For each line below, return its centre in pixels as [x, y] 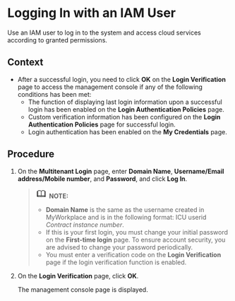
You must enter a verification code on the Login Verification [133, 254]
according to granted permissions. [58, 40]
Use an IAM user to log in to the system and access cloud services [104, 33]
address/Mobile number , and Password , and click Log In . [102, 179]
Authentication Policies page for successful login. [102, 124]
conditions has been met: [54, 94]
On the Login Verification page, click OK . [78, 276]
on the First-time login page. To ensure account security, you [135, 240]
